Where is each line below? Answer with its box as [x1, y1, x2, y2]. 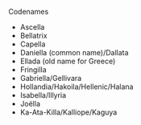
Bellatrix [19, 31, 48, 40]
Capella [19, 39, 46, 49]
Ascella [19, 22, 45, 31]
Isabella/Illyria [19, 91, 67, 99]
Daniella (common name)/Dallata [19, 48, 129, 57]
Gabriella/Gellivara [19, 74, 82, 83]
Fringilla [19, 65, 47, 75]
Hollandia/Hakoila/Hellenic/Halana [19, 82, 134, 91]
